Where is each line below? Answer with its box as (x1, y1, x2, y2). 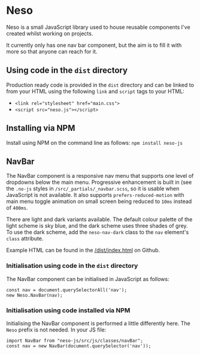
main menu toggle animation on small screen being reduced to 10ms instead (6, 198, 192, 205)
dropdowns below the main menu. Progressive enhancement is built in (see (6, 178, 192, 186)
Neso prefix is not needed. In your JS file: (6, 326, 107, 333)
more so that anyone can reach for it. (6, 47, 98, 55)
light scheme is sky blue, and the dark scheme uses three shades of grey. (6, 222, 188, 229)
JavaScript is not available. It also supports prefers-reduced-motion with (6, 192, 184, 199)
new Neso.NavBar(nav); (6, 292, 63, 298)
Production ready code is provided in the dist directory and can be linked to (6, 81, 195, 88)
